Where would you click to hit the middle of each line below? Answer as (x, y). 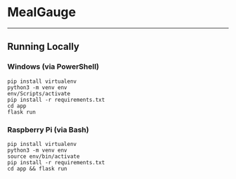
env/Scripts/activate (39, 93)
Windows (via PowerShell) (53, 67)
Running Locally (43, 47)
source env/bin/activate (44, 156)
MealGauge (41, 12)
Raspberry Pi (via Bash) (48, 129)
